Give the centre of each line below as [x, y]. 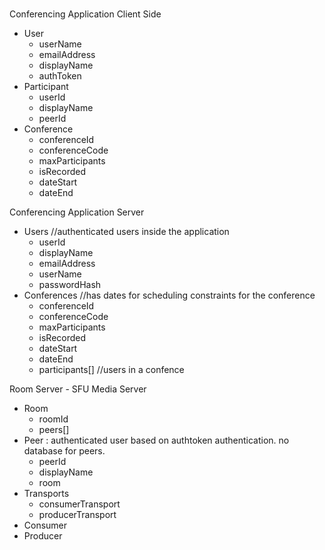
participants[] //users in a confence [111, 370]
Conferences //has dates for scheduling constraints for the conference [169, 295]
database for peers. [64, 451]
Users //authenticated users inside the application [126, 232]
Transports [46, 494]
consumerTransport [79, 504]
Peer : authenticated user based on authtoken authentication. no [156, 440]
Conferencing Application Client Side [85, 14]
